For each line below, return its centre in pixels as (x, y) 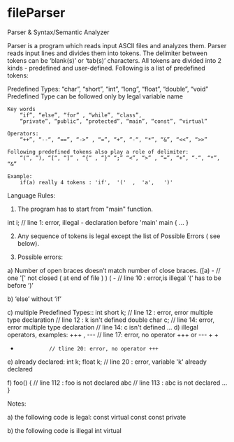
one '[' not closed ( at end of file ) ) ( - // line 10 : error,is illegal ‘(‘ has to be (114, 278)
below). (28, 243)
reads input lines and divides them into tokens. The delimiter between (107, 53)
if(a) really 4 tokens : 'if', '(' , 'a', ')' (96, 182)
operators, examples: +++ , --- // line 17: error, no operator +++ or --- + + (113, 334)
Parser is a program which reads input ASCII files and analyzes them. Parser (117, 45)
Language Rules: (31, 195)
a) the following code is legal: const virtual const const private (97, 417)
